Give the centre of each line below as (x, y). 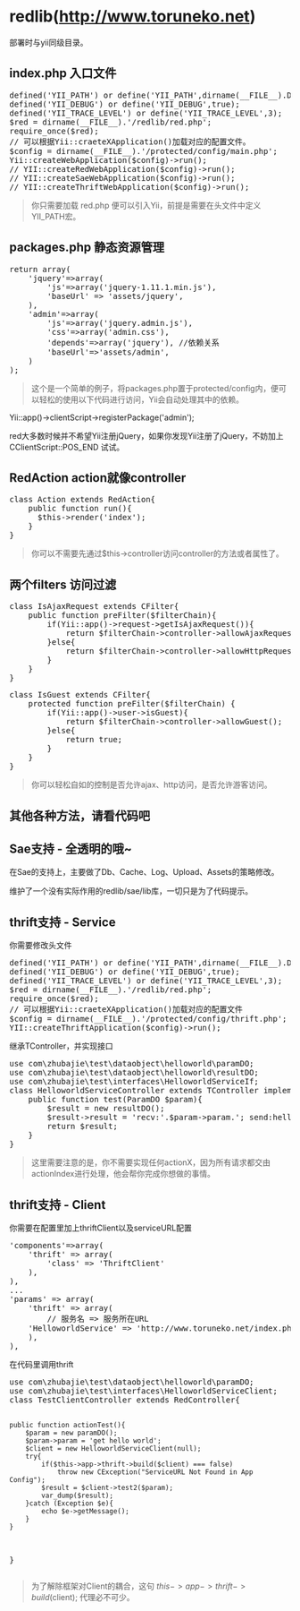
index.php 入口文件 (63, 73)
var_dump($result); (78, 1496)
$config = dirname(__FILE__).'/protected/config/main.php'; (144, 151)
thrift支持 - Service (62, 922)
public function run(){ (80, 509)
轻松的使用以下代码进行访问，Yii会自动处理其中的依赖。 (141, 399)
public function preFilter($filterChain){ (122, 616)
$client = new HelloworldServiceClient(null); (113, 1449)
